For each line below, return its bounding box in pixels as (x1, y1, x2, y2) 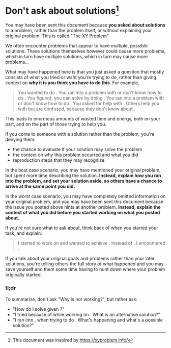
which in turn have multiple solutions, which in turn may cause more (5, 54, 148, 60)
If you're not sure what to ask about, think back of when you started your (5, 225, 159, 231)
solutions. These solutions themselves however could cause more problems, (5, 48, 166, 54)
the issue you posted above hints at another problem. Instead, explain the (5, 204, 161, 210)
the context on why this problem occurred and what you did (12, 152, 138, 158)
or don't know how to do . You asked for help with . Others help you (17, 101, 159, 107)
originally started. (5, 271, 42, 278)
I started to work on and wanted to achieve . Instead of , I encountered (17, 240, 165, 246)
